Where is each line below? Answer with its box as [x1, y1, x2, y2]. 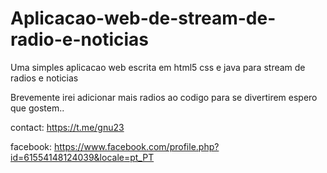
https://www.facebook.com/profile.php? [54, 140, 220, 152]
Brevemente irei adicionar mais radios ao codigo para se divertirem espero [10, 91, 318, 103]
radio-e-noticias [10, 28, 150, 51]
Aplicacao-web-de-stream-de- [10, 7, 277, 30]
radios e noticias [10, 72, 79, 84]
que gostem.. [10, 102, 65, 114]
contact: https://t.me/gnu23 [10, 121, 125, 133]
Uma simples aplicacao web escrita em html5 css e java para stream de [10, 61, 306, 73]
